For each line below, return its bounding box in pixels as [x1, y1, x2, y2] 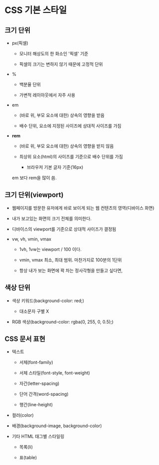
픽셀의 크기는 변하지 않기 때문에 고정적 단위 [19, 61, 103, 67]
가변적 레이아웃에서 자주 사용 [19, 92, 76, 98]
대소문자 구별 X [19, 308, 49, 314]
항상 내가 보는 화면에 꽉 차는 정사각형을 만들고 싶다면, [19, 267, 123, 273]
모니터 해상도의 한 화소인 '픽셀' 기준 [19, 51, 88, 56]
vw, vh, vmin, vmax [11, 236, 52, 242]
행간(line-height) [19, 402, 53, 408]
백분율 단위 [19, 82, 41, 87]
